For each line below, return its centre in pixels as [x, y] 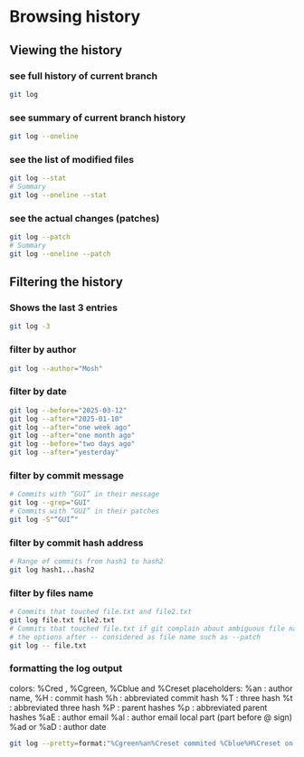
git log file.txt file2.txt [62, 620]
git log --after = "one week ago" [70, 427]
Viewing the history [66, 50]
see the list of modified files [71, 159]
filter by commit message [66, 475]
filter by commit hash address [76, 543]
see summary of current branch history [98, 118]
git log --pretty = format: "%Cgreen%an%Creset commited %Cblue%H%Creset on [152, 743]
